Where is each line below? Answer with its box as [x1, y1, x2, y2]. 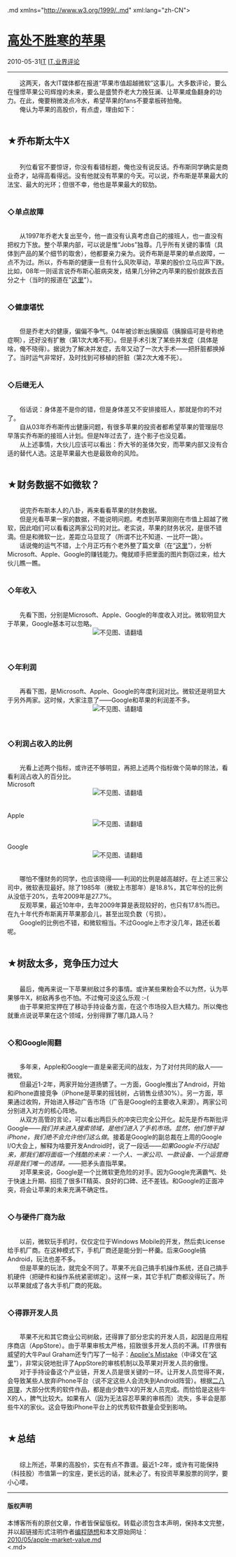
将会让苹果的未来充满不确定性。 [19, 1185, 112, 1194]
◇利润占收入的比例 [7, 738, 73, 748]
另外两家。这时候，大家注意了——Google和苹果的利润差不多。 [13, 696, 194, 705]
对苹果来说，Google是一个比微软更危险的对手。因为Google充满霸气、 [19, 1168, 221, 1176]
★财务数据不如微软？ [7, 479, 100, 491]
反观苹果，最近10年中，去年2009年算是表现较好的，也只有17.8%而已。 [19, 901, 224, 909]
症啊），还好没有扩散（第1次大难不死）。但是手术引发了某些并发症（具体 [7, 336, 212, 344]
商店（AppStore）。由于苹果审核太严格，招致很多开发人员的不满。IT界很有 [13, 1341, 228, 1350]
